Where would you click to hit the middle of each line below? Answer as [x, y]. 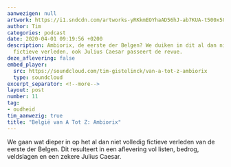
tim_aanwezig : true [35, 115]
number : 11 [23, 97]
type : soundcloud [38, 77]
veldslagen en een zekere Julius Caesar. [64, 156]
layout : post [26, 90]
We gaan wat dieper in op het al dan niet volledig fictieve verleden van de [111, 142]
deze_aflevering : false [41, 58]
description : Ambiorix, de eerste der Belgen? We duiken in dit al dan [112, 45]
